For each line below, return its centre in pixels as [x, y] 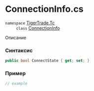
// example [16, 84]
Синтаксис [19, 50]
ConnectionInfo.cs [44, 9]
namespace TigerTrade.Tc [30, 23]
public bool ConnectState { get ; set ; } [47, 61]
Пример [16, 74]
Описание [16, 38]
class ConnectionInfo [38, 28]
